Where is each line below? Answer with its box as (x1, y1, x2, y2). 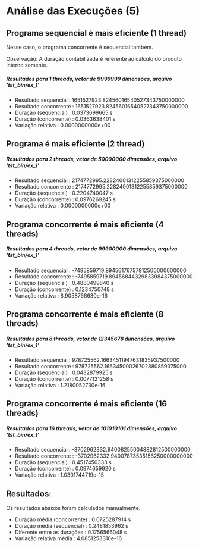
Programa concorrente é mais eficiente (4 (6, 219, 165, 230)
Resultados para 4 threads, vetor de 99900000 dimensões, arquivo (6, 245, 178, 252)
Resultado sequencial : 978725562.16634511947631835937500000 (14, 356, 180, 364)
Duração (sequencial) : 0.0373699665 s (14, 109, 113, 116)
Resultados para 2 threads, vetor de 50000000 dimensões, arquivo (6, 155, 178, 162)
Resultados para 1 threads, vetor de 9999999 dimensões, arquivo (6, 75, 172, 82)
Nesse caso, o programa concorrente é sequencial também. (6, 43, 153, 51)
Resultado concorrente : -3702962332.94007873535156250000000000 (14, 452, 193, 459)
